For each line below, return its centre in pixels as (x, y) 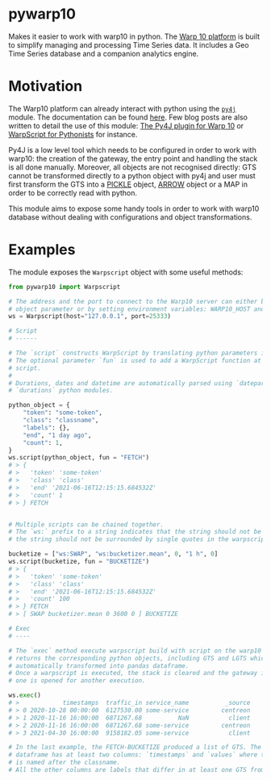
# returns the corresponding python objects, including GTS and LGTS (128, 658)
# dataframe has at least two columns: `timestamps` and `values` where (133, 755)
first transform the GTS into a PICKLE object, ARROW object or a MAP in (128, 184)
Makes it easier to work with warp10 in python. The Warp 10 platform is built (134, 36)
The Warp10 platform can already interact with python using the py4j (122, 108)
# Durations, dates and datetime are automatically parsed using (120, 383)
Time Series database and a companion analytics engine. (104, 53)
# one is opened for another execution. (77, 681)
